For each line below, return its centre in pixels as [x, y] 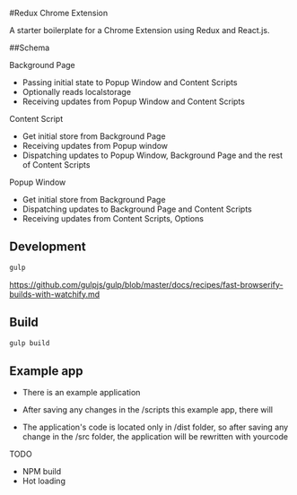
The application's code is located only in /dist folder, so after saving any [155, 427]
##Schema [30, 48]
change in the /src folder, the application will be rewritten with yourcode [155, 437]
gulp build [30, 343]
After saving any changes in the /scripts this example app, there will [148, 410]
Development [48, 247]
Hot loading [44, 481]
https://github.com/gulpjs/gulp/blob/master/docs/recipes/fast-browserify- [147, 284]
